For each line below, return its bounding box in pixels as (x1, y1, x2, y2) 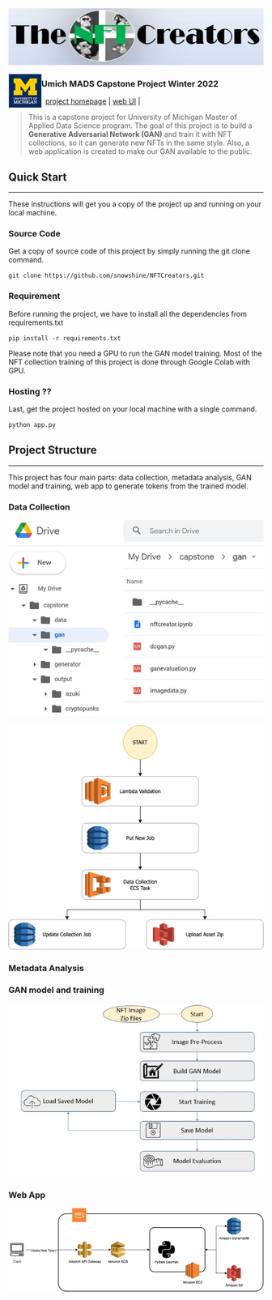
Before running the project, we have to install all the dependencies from (8, 309, 247, 318)
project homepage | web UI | (45, 96, 141, 106)
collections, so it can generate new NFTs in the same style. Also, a (28, 138, 250, 148)
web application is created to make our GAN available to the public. (28, 147, 253, 156)
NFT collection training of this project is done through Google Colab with (8, 356, 251, 367)
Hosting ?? (8, 386, 52, 397)
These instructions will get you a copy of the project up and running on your (8, 199, 261, 209)
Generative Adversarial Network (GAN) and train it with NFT (28, 130, 232, 139)
